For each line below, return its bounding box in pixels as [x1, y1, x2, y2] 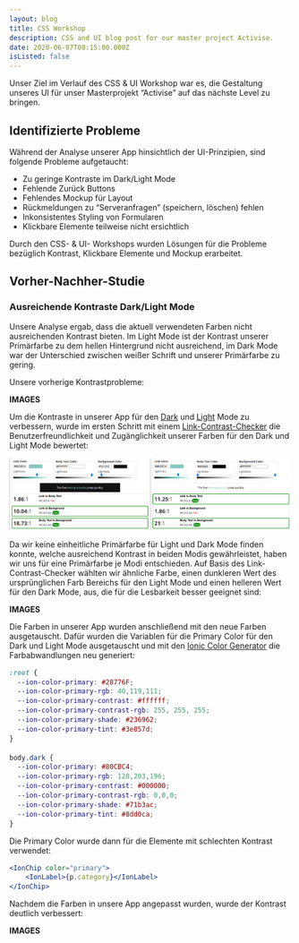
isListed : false [9, 52, 70, 62]
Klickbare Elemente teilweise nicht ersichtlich [21, 220, 190, 232]
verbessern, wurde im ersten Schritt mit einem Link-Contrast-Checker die [9, 421, 281, 432]
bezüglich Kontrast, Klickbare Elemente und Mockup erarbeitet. [9, 247, 243, 259]
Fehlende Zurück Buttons [21, 183, 116, 193]
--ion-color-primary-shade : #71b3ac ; [17, 800, 158, 810]
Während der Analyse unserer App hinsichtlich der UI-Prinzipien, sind [9, 146, 266, 157]
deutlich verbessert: [9, 908, 83, 919]
